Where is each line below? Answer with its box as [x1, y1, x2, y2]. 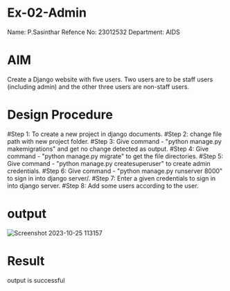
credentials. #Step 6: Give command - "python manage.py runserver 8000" [7, 167, 223, 175]
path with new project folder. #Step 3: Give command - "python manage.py [7, 137, 222, 145]
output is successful [7, 276, 65, 284]
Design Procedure [7, 107, 113, 123]
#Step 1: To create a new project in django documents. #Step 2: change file [7, 130, 222, 138]
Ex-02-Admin [7, 5, 87, 21]
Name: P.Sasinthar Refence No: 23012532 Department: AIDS [7, 28, 180, 36]
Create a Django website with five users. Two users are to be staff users [7, 75, 213, 83]
